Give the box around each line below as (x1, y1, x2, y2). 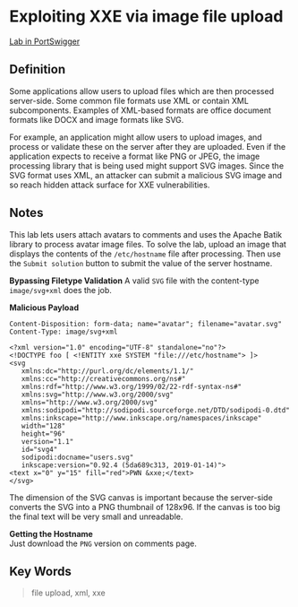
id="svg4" (21, 445, 58, 454)
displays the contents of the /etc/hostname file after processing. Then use (9, 248, 282, 259)
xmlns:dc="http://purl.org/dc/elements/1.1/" (21, 366, 194, 376)
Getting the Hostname (9, 528, 94, 539)
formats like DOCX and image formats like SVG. (9, 114, 184, 125)
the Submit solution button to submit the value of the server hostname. (9, 257, 273, 268)
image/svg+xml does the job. (9, 284, 112, 295)
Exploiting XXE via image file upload (9, 6, 284, 27)
